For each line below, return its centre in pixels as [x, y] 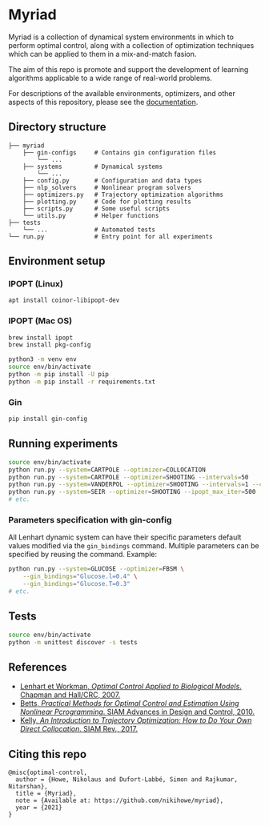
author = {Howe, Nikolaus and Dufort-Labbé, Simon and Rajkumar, [127, 780]
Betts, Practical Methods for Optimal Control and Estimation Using [129, 704]
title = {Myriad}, [46, 794]
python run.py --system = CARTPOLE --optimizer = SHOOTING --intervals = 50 [128, 477]
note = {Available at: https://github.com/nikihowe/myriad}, [120, 801]
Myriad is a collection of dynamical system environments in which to [121, 37]
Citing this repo [47, 754]
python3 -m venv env [43, 359]
